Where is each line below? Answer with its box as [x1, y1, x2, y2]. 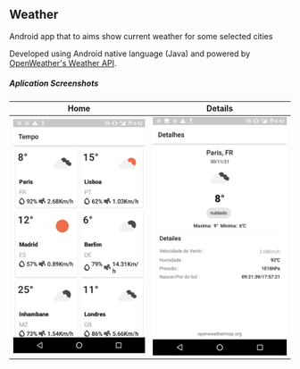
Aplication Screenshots [9, 78, 99, 88]
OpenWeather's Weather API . [9, 57, 117, 68]
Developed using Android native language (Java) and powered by [9, 48, 251, 59]
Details [206, 103, 234, 114]
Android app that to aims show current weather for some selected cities [9, 30, 273, 41]
